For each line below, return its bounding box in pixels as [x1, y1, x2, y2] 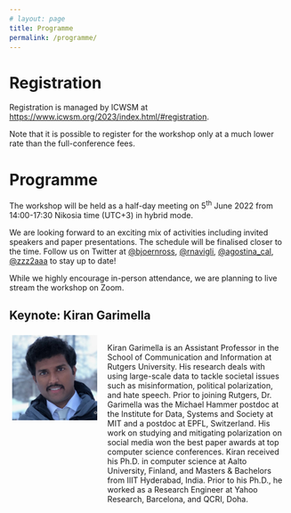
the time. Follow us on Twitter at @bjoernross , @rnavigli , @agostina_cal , [9, 246, 274, 256]
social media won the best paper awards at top [107, 436, 279, 447]
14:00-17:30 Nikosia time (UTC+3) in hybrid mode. [9, 209, 194, 220]
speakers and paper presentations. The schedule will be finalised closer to [9, 236, 283, 247]
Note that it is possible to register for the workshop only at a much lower [9, 129, 274, 140]
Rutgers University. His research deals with [107, 361, 265, 371]
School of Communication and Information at [107, 352, 272, 362]
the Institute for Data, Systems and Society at [107, 408, 274, 419]
